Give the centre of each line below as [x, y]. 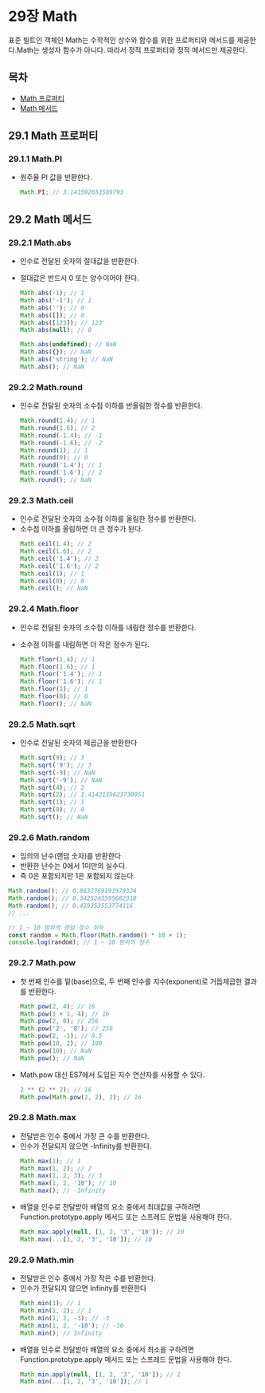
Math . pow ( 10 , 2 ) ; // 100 [61, 1044]
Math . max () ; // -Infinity [62, 1191]
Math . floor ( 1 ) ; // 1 [54, 689]
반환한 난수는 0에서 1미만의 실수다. [73, 866]
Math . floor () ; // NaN [56, 704]
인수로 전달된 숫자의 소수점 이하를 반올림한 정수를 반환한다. [111, 406]
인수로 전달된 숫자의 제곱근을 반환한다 [78, 743]
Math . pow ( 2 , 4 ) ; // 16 [57, 1006]
